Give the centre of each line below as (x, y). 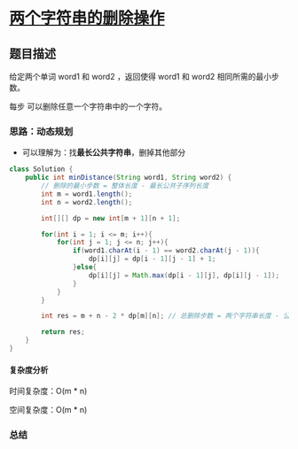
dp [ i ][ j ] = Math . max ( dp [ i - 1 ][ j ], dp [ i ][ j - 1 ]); (184, 275)
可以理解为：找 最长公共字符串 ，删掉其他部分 (104, 152)
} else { (85, 267)
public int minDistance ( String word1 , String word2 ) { (129, 178)
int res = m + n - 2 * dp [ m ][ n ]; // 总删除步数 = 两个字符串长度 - (160, 316)
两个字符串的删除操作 (87, 18)
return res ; (63, 332)
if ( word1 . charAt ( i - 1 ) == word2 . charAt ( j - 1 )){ (166, 251)
